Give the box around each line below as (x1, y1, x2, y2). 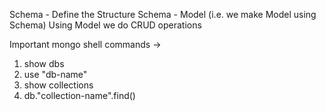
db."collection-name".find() (23, 90, 136, 101)
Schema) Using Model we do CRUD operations (9, 19, 202, 31)
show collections (23, 79, 94, 91)
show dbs (23, 58, 65, 69)
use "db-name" (23, 69, 88, 80)
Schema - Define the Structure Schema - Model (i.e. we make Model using (9, 9, 317, 20)
